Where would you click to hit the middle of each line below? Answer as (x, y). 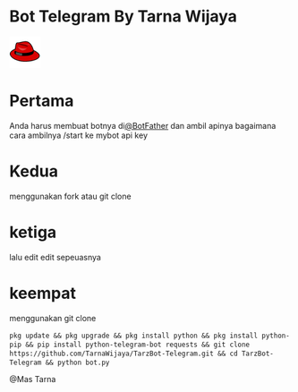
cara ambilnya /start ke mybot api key (78, 135)
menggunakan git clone (53, 318)
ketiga (33, 232)
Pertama (42, 101)
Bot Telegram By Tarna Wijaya (123, 17)
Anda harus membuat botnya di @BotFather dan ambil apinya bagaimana (143, 125)
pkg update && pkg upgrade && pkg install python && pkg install (133, 336)
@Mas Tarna (33, 379)
